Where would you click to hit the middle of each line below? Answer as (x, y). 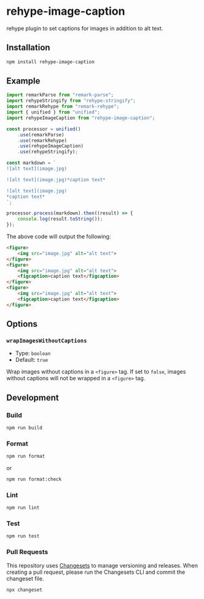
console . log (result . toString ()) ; (60, 219)
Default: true (31, 360)
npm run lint (23, 508)
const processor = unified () (44, 129)
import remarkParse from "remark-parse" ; (60, 95)
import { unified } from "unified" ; (53, 112)
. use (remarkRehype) (42, 140)
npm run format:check (34, 480)
